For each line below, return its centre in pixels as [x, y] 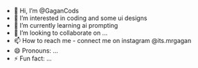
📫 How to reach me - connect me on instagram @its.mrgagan [102, 41]
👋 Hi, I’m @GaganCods [46, 11]
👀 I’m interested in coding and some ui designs [80, 18]
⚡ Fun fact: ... [33, 58]
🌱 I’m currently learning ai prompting [66, 25]
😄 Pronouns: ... [36, 51]
